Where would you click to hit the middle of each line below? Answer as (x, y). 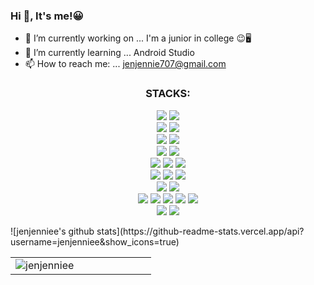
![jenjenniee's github (52, 231)
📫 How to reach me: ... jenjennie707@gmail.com (125, 64)
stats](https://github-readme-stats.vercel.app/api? (200, 231)
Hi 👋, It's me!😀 (47, 16)
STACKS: (168, 94)
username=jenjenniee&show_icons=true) (95, 241)
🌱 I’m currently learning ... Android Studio (109, 53)
